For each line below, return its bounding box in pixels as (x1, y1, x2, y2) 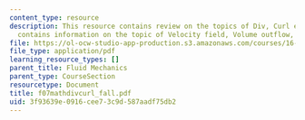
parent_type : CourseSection (9, 72, 116, 81)
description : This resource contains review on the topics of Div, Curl (9, 22, 290, 31)
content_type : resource (9, 13, 100, 23)
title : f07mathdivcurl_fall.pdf (9, 88, 132, 97)
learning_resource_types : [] (9, 55, 120, 64)
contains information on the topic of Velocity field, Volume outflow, (17, 30, 295, 39)
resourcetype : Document (9, 80, 100, 89)
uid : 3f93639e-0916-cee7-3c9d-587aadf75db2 (9, 97, 177, 106)
